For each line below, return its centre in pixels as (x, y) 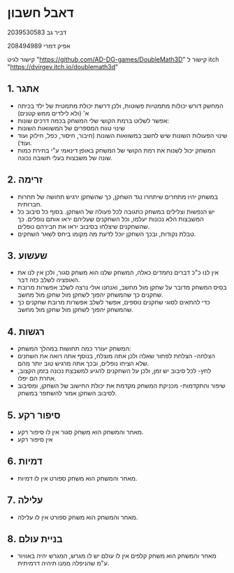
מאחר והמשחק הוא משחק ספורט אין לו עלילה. (78, 517)
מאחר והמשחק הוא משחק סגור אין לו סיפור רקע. (81, 432)
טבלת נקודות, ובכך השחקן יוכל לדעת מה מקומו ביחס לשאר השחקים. (107, 234)
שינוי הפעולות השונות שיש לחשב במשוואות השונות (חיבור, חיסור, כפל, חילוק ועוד (122, 135)
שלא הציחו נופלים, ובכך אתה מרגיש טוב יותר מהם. (83, 363)
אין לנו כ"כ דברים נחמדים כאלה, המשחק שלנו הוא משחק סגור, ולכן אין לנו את (118, 273)
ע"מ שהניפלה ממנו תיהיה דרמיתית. (63, 563)
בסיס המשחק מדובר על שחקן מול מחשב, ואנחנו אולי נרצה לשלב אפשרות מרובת (122, 288)
